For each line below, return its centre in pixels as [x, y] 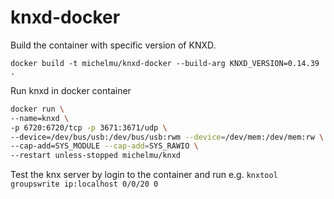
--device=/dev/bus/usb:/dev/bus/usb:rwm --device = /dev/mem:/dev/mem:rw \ [167, 137]
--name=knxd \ [40, 118]
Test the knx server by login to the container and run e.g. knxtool [144, 175]
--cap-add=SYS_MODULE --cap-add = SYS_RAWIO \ [104, 146]
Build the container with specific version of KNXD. [113, 45]
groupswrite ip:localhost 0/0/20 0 [84, 184]
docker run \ [37, 109]
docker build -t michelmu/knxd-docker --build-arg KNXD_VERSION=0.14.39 [165, 63]
